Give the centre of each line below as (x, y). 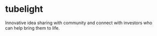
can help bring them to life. (33, 28)
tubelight (24, 9)
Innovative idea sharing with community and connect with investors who (79, 23)
